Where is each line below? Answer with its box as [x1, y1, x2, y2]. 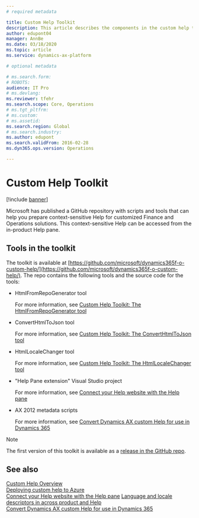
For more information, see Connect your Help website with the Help [14, 389, 179, 396]
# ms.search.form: [6, 73, 52, 80]
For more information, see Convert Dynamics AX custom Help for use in [14, 418, 190, 425]
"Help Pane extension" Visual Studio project [14, 377, 123, 384]
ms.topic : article [6, 47, 52, 53]
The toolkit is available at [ [6, 259, 70, 266]
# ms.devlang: [6, 90, 41, 97]
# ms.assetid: [6, 118, 41, 124]
